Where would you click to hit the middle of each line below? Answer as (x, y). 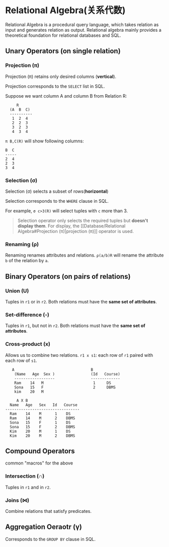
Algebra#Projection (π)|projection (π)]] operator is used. (76, 231)
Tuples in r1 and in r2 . (28, 487)
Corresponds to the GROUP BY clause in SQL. (51, 539)
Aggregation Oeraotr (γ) (44, 527)
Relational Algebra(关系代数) (65, 10)
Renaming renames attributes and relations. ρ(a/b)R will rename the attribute (84, 255)
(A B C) (20, 109)
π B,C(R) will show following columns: (45, 141)
